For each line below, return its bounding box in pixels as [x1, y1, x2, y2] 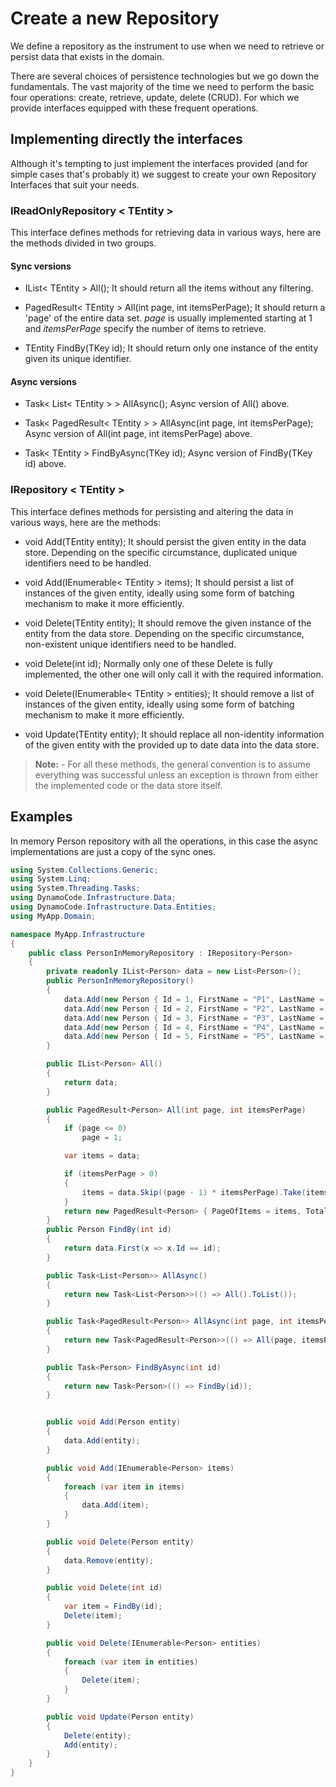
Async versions [10, 375, 77, 387]
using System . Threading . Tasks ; [10, 883, 141, 894]
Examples [10, 808, 73, 826]
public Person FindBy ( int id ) [46, 1225, 172, 1235]
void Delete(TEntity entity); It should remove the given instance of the [24, 617, 312, 629]
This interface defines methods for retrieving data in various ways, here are [10, 227, 322, 239]
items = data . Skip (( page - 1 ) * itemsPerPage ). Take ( [81, 1187, 307, 1197]
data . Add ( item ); [81, 1500, 150, 1511]
